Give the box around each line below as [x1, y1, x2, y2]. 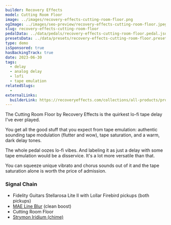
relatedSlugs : [5, 83, 36, 88]
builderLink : [10, 97, 38, 102]
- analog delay [10, 69, 42, 74]
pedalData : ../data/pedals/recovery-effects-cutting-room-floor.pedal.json [5, 31, 169, 36]
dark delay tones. [5, 137, 42, 144]
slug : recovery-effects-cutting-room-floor [5, 26, 99, 32]
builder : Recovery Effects [5, 7, 63, 13]
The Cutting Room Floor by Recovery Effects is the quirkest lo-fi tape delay [5, 111, 163, 118]
